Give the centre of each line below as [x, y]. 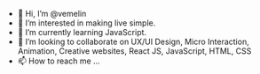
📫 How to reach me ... [59, 61]
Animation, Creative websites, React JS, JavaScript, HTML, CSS [134, 51]
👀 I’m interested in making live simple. [87, 23]
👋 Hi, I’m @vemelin [52, 14]
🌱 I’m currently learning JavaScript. [82, 32]
